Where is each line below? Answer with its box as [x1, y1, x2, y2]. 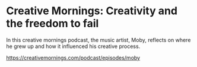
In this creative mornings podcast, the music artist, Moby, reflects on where [6, 36, 191, 43]
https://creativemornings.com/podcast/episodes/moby [6, 54, 141, 61]
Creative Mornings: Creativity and [6, 4, 178, 18]
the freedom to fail [6, 17, 99, 30]
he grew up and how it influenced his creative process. [6, 43, 141, 50]
